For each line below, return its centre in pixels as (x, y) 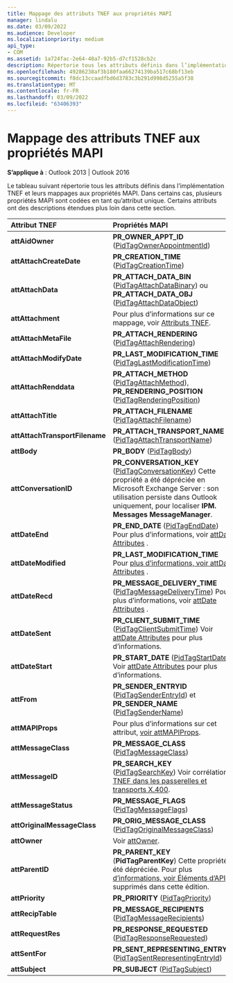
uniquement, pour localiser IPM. (165, 505)
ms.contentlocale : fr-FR (43, 91)
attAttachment (35, 318)
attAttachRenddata (43, 387)
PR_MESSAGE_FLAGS (149, 800)
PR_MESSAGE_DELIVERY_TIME (165, 582)
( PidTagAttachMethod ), (151, 383)
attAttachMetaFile (41, 338)
